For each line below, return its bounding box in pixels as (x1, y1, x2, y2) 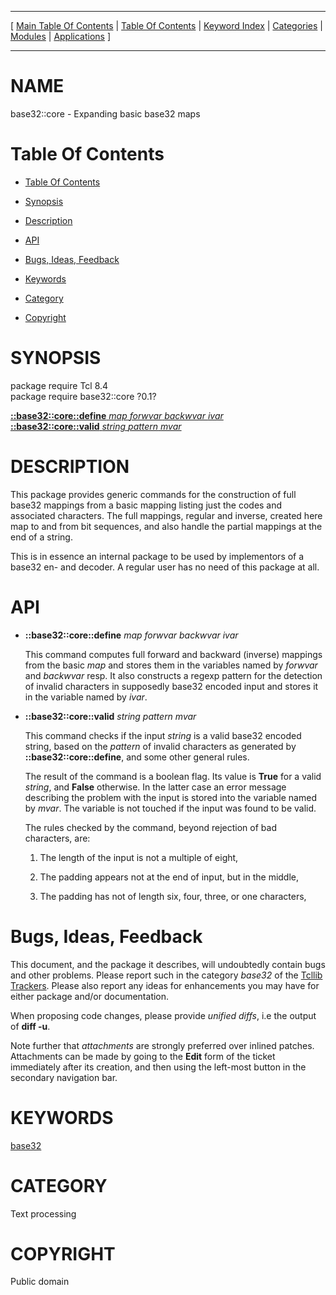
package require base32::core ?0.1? (10, 390, 157, 402)
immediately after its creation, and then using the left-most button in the (10, 1061, 307, 1073)
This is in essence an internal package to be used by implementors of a (10, 550, 305, 562)
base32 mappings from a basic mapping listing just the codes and (10, 499, 283, 511)
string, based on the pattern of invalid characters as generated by (24, 740, 297, 752)
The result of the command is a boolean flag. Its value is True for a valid (24, 770, 322, 782)
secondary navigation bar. (10, 1071, 118, 1083)
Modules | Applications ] (10, 31, 112, 42)
